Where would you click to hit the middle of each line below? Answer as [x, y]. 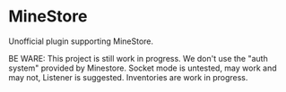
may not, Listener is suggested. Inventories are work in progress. [128, 77]
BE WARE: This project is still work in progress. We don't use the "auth [138, 58]
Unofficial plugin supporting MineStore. [81, 41]
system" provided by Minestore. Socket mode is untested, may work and [143, 68]
